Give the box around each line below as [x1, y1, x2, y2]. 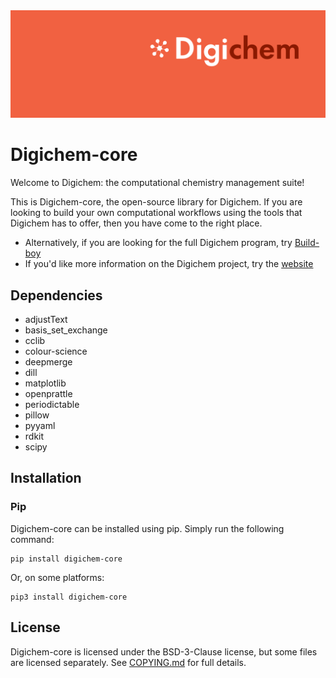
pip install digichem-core [10, 554, 123, 564]
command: [10, 533, 55, 545]
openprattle [24, 388, 73, 400]
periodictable [24, 399, 80, 411]
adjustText [24, 314, 68, 326]
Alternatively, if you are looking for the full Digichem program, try [24, 237, 293, 249]
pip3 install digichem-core [10, 592, 128, 602]
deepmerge [24, 356, 73, 368]
